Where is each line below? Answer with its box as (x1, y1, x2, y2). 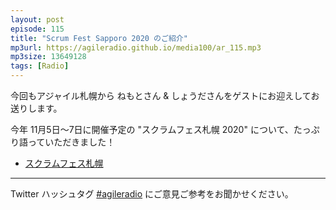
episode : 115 (10, 24, 65, 34)
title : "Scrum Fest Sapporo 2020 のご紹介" (10, 33, 188, 43)
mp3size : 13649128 (10, 52, 87, 62)
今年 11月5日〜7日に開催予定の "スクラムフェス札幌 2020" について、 (10, 124, 294, 135)
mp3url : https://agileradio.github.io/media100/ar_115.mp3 (10, 42, 262, 53)
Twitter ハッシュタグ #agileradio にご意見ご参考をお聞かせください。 (10, 188, 294, 200)
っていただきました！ (27, 136, 116, 148)
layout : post (10, 14, 65, 25)
